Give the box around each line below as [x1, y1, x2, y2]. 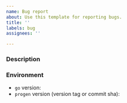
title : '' [6, 19, 31, 25]
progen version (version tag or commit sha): [14, 91, 120, 98]
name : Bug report [6, 8, 49, 15]
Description [6, 55, 41, 64]
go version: [14, 84, 41, 91]
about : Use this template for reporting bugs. [6, 14, 122, 20]
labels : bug [6, 25, 35, 31]
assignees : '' [6, 31, 41, 36]
